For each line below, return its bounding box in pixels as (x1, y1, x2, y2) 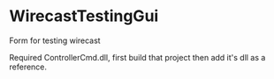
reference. (9, 61, 47, 72)
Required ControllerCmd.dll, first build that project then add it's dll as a (9, 52, 266, 62)
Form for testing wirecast (9, 35, 101, 46)
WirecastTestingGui (9, 6, 159, 26)
